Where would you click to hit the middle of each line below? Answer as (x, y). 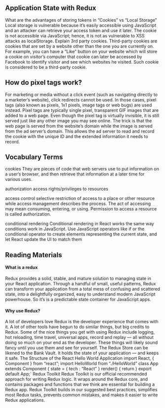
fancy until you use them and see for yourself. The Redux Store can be (77, 348)
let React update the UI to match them (44, 239)
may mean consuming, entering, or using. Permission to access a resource (81, 209)
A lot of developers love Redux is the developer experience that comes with (82, 322)
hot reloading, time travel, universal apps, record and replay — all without (79, 338)
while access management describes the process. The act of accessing (78, 204)
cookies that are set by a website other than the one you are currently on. (80, 46)
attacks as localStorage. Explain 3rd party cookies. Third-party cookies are (81, 41)
